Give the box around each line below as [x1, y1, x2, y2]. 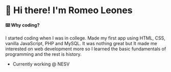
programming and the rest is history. [5, 51, 82, 57]
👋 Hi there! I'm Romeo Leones [5, 5, 133, 16]
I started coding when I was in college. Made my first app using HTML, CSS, [5, 35, 166, 41]
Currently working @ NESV [12, 61, 70, 67]
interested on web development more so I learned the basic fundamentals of [5, 46, 166, 52]
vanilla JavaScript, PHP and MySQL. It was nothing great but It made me [5, 41, 157, 47]
